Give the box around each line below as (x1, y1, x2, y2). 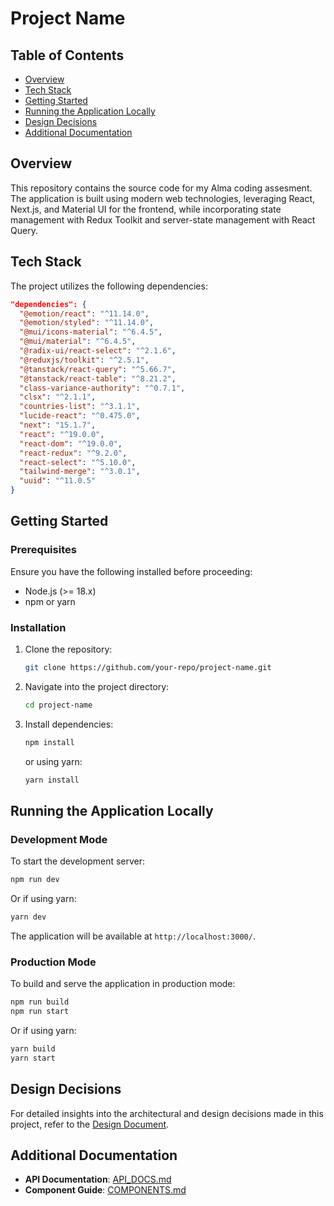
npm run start (10, 1007, 70, 1017)
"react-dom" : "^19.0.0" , (19, 438, 123, 449)
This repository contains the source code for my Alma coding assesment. (10, 182, 313, 194)
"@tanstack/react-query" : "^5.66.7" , (19, 364, 177, 374)
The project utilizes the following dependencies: (10, 280, 208, 292)
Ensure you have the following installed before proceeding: (10, 565, 253, 577)
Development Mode (10, 832, 108, 846)
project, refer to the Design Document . (10, 1118, 170, 1130)
